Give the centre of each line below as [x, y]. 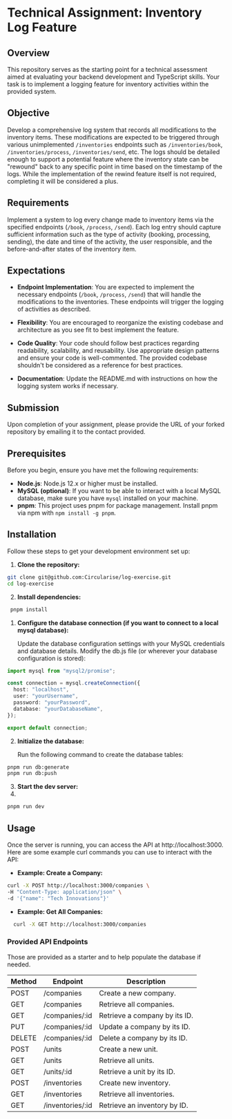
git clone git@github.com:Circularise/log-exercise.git [89, 577]
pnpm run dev [26, 807]
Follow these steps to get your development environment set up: [99, 551]
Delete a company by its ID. [143, 1037]
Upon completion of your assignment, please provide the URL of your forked [116, 424]
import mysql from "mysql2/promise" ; [61, 671]
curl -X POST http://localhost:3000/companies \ [78, 886]
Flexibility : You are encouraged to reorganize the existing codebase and [120, 323]
